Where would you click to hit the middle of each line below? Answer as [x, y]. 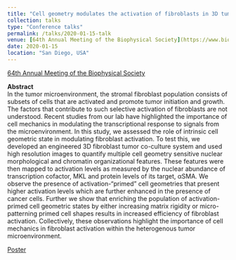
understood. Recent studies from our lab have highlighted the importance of [117, 116]
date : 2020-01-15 [33, 46]
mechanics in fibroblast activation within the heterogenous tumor [101, 228]
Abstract [20, 86]
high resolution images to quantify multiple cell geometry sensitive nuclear [115, 154]
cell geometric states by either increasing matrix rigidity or [114, 206]
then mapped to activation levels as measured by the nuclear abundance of [117, 169]
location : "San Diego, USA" [48, 53]
